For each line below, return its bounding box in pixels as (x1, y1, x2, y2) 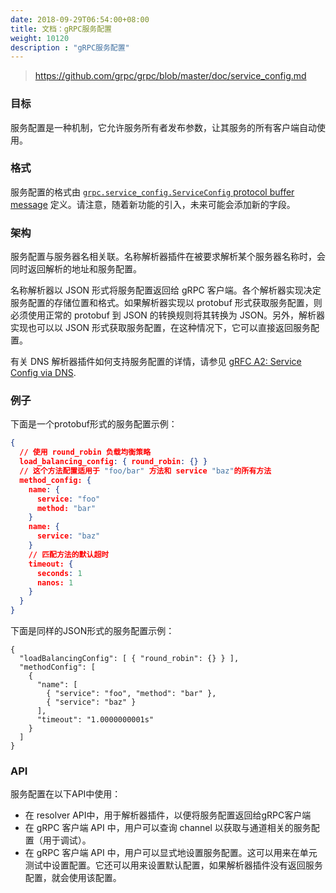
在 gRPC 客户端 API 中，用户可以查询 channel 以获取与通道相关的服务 (24, 822, 312, 834)
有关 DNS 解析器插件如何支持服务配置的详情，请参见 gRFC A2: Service (10, 356, 302, 368)
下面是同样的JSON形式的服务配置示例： (10, 625, 175, 637)
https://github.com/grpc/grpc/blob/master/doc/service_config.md (34, 70, 307, 82)
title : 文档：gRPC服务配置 (10, 24, 112, 34)
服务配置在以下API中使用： (10, 788, 122, 800)
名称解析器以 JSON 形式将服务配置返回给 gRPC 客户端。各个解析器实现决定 (10, 284, 322, 296)
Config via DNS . (10, 367, 77, 379)
